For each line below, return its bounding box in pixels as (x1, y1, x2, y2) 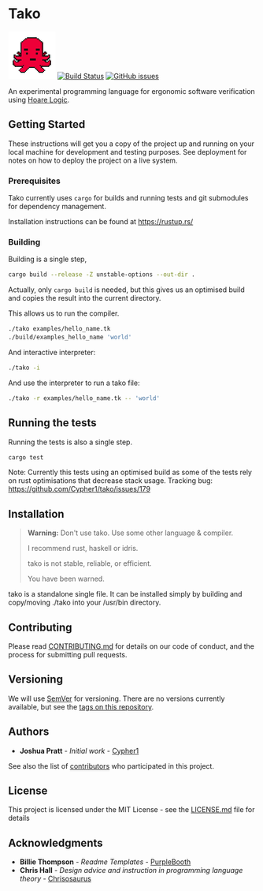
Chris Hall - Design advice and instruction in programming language (19, 866, 243, 875)
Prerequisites (8, 175, 61, 186)
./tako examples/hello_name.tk (8, 325, 111, 333)
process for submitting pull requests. (8, 650, 128, 660)
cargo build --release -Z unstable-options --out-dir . (8, 271, 195, 279)
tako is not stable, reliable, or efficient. (27, 559, 152, 568)
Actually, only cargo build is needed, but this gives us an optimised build (8, 285, 246, 294)
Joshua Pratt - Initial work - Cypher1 (19, 746, 139, 755)
